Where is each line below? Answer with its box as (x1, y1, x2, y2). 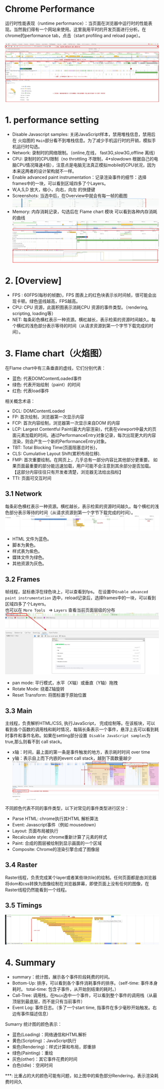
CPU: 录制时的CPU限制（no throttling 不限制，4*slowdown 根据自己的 (12, 156, 154, 161)
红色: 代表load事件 (12, 388, 50, 394)
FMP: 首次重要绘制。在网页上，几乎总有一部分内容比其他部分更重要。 (12, 456, 152, 462)
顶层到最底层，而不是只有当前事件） (12, 998, 85, 1004)
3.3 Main (5, 707, 33, 715)
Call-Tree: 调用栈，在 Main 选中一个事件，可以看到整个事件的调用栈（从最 (12, 992, 158, 998)
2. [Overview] (5, 275, 62, 287)
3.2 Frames (5, 575, 41, 584)
